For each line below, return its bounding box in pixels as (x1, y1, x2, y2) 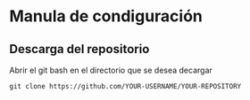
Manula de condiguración (9, 6, 204, 27)
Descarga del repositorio (9, 42, 150, 57)
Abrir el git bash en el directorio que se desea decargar (9, 65, 212, 75)
